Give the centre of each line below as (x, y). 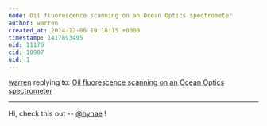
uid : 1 (19, 60)
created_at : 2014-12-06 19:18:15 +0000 (74, 30)
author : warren (33, 23)
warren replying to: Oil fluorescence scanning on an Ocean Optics (116, 82)
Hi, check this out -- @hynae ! (58, 113)
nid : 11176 (26, 45)
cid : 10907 (26, 52)
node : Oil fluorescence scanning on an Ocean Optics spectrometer (120, 15)
